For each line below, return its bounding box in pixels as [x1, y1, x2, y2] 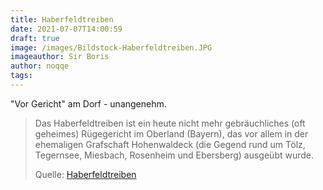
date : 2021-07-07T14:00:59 [10, 24, 123, 34]
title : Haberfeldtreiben [10, 14, 114, 25]
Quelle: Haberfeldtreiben [34, 168, 137, 180]
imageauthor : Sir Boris [10, 52, 110, 62]
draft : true [10, 33, 60, 43]
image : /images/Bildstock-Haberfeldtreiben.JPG [10, 42, 213, 53]
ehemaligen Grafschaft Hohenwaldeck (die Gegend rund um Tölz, [34, 138, 306, 150]
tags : [10, 71, 33, 81]
